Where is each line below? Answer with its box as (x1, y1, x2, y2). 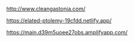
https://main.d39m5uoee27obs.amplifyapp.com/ (6, 29, 128, 36)
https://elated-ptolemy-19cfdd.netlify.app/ (6, 17, 111, 24)
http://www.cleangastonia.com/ (6, 5, 86, 12)
